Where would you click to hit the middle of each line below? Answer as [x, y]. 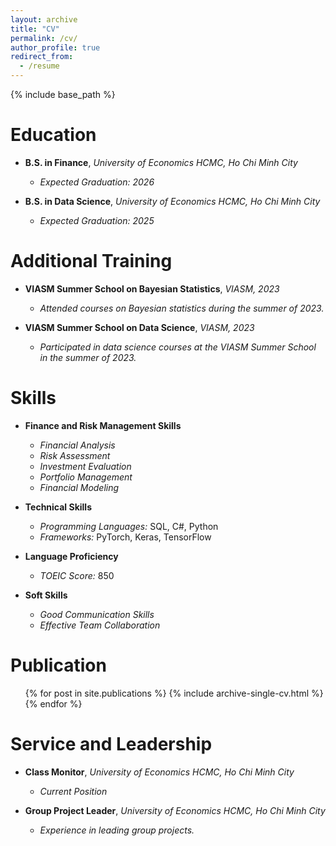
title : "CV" [35, 29]
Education [53, 135]
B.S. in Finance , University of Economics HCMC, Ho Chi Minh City [161, 162]
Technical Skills [58, 507]
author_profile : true [55, 47]
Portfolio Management [86, 477]
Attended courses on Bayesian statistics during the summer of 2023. [182, 308]
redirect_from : [42, 57]
